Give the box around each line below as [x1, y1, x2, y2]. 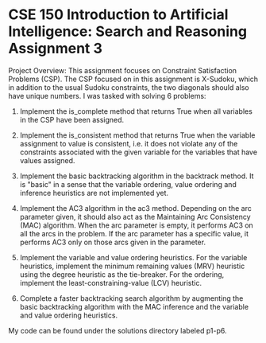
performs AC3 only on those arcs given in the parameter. [19, 237, 206, 247]
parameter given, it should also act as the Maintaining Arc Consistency [19, 212, 252, 221]
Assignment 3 [8, 40, 103, 57]
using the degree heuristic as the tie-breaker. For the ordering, [19, 269, 225, 279]
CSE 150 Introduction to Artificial [8, 6, 229, 24]
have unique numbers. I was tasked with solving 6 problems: [8, 91, 206, 100]
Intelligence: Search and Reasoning [8, 22, 248, 41]
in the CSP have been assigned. [19, 115, 125, 124]
